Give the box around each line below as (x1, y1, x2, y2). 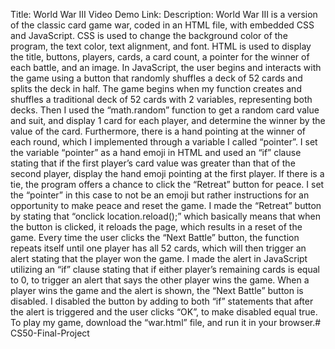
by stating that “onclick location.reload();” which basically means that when (10, 210, 322, 222)
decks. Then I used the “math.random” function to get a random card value (10, 104, 320, 116)
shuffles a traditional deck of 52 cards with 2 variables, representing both (10, 94, 313, 105)
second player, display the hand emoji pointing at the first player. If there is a (10, 168, 325, 179)
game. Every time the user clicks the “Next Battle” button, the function (10, 232, 300, 243)
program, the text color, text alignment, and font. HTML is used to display (10, 40, 312, 52)
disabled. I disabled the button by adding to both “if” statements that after (10, 295, 314, 307)
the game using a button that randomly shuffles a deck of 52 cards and (10, 72, 303, 84)
